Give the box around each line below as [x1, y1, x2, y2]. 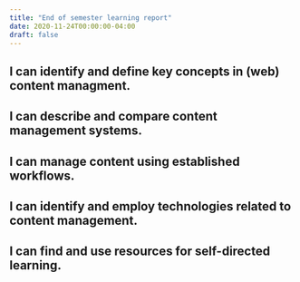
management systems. [9, 123, 142, 139]
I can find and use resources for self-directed [9, 244, 270, 259]
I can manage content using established [9, 153, 240, 169]
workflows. [9, 168, 75, 183]
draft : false [9, 30, 59, 39]
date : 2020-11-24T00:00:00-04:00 [9, 22, 136, 31]
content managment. [9, 78, 131, 93]
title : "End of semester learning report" [9, 13, 172, 23]
